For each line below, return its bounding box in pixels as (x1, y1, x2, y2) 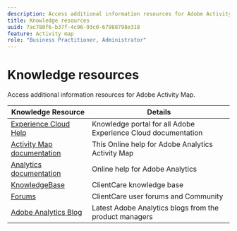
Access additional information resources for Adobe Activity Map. (7, 90, 195, 99)
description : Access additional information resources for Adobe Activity (7, 10, 232, 18)
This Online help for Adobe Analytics (91, 139, 213, 149)
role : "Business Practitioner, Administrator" (7, 37, 147, 44)
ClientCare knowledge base (91, 180, 183, 190)
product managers (91, 212, 153, 222)
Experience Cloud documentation (91, 128, 203, 138)
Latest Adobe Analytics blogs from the (91, 203, 219, 213)
